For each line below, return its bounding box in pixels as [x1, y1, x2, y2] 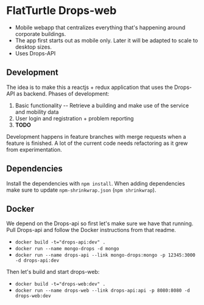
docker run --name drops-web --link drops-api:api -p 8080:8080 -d [15, 287, 190, 294]
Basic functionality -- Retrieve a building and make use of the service [15, 102, 189, 109]
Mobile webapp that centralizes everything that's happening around [15, 24, 186, 31]
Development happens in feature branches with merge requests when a [6, 133, 186, 140]
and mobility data [15, 108, 59, 116]
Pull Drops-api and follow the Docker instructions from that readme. [6, 226, 177, 234]
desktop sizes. [15, 43, 52, 51]
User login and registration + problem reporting [15, 114, 134, 122]
